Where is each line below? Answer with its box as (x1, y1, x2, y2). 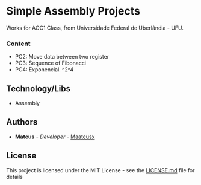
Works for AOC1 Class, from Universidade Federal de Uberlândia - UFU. (6, 24, 184, 31)
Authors (6, 117, 38, 128)
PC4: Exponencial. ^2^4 (14, 66, 74, 73)
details (6, 173, 23, 180)
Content (6, 39, 31, 48)
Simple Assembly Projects (6, 4, 140, 18)
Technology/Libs (6, 83, 71, 94)
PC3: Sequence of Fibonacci (14, 59, 86, 67)
